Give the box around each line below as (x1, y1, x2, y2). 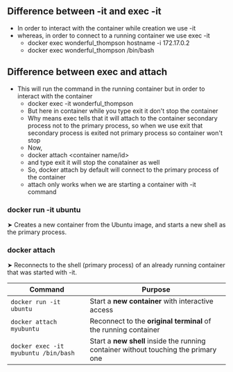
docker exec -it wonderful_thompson (27, 99, 134, 107)
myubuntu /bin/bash (10, 349, 75, 357)
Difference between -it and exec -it (7, 6, 162, 17)
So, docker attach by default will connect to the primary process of (27, 166, 220, 174)
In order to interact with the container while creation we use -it (17, 24, 196, 32)
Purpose (141, 285, 171, 294)
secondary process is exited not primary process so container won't (27, 128, 223, 137)
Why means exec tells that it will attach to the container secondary (27, 114, 218, 122)
